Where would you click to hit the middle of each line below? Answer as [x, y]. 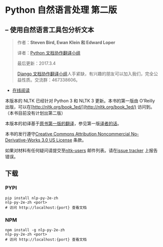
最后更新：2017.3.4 [36, 63]
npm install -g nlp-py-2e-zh [35, 230]
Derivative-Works [23, 140]
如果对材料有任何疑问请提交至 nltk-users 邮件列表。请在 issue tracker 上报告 [81, 151]
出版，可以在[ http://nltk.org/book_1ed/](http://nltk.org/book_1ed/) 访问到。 [80, 107]
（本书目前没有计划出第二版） [35, 113]
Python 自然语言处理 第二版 [61, 10]
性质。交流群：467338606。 [51, 80]
